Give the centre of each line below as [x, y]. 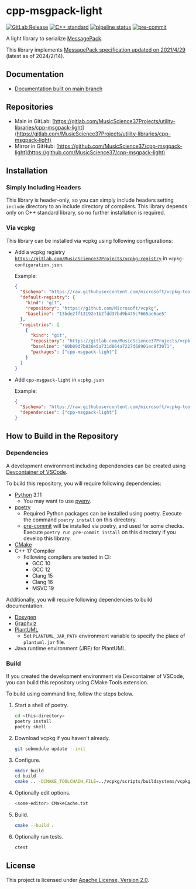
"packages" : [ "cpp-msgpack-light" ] [74, 352]
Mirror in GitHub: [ [36, 146]
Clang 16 [43, 582]
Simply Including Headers [44, 187]
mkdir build [29, 771]
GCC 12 [41, 569]
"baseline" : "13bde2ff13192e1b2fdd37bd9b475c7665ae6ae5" [96, 314]
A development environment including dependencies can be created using [96, 466]
